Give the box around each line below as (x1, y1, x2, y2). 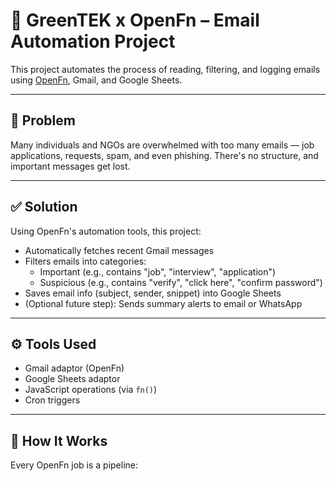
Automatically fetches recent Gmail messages (24, 244, 215, 256)
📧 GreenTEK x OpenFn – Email (10, 9, 260, 32)
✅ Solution (10, 199, 78, 216)
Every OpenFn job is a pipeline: (10, 459, 138, 471)
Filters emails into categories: (24, 255, 147, 267)
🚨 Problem (10, 112, 76, 129)
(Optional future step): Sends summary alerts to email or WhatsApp (24, 297, 303, 309)
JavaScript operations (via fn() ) (24, 384, 158, 396)
